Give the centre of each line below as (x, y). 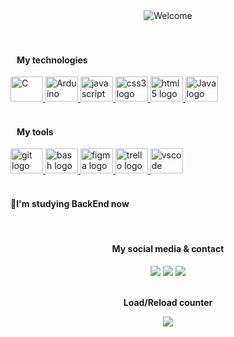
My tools (35, 131)
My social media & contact (168, 249)
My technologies (52, 60)
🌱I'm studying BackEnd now (70, 203)
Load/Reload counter (168, 302)
